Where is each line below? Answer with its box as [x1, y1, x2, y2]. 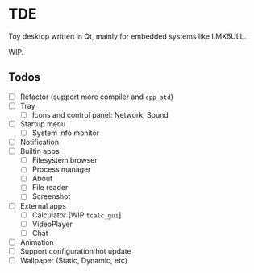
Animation [19, 237, 54, 246]
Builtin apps [19, 147, 60, 156]
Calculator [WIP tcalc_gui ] [31, 210, 122, 220]
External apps [19, 201, 67, 210]
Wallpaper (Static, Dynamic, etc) [19, 255, 127, 265]
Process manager [31, 164, 91, 174]
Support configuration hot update [19, 246, 131, 256]
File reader [31, 183, 69, 192]
